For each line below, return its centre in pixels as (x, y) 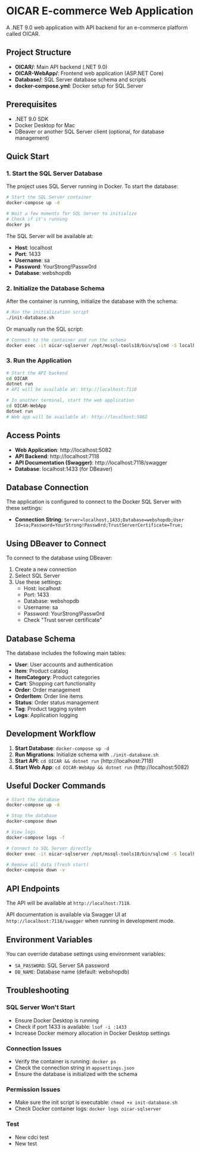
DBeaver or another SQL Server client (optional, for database (90, 132)
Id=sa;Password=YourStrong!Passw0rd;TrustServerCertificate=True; (99, 525)
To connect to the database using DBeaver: (59, 558)
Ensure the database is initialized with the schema (76, 1074)
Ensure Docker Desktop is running (57, 1020)
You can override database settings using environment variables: (86, 954)
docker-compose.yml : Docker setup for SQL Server (79, 86)
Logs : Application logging (46, 715)
